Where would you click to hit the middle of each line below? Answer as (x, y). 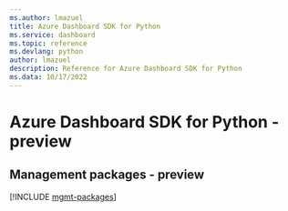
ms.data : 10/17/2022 (49, 77)
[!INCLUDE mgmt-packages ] (63, 196)
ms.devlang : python (46, 52)
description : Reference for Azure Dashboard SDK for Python (126, 69)
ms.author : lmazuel (46, 18)
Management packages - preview (107, 175)
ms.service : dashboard (52, 35)
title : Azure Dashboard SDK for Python (85, 26)
